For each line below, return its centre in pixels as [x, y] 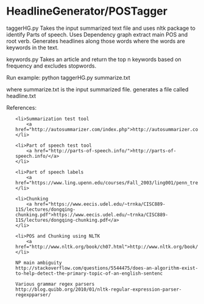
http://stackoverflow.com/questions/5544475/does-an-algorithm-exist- [107, 268]
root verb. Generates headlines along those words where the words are [96, 41]
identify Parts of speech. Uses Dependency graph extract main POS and [97, 34]
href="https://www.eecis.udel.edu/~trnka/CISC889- [100, 204]
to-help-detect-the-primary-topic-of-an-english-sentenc [89, 273]
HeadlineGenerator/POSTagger [87, 11]
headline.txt [21, 96]
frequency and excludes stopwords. [51, 66]
